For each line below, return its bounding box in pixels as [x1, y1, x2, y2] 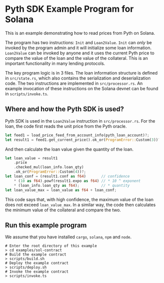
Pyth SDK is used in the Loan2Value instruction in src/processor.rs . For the [5, 118, 155, 124]
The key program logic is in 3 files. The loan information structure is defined [5, 70, 158, 76]
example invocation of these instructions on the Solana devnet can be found [5, 85, 159, 91]
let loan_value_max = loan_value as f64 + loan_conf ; [5, 187, 117, 192]
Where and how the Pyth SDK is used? [5, 105, 124, 113]
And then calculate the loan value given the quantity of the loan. [5, 146, 134, 152]
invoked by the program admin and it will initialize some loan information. [5, 45, 152, 51]
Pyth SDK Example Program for [5, 3, 134, 15]
